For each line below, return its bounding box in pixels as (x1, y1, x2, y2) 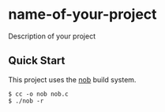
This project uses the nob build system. (8, 74, 137, 84)
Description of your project (8, 31, 96, 41)
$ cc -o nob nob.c (8, 90, 69, 98)
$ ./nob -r (8, 96, 44, 105)
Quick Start (8, 54, 66, 67)
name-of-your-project (8, 5, 157, 23)
